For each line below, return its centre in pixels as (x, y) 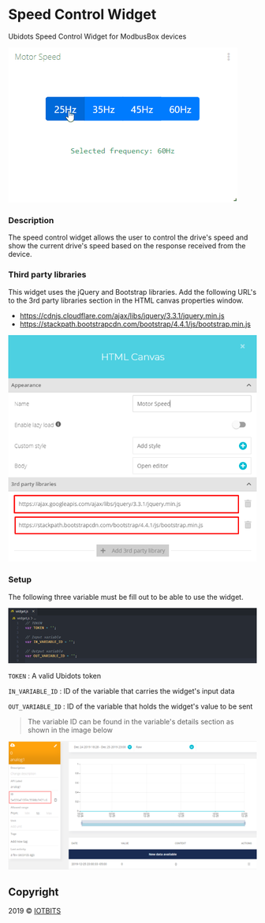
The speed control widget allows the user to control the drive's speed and (128, 237)
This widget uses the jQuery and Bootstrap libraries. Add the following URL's (132, 292)
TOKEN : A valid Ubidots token (55, 676)
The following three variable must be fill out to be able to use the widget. (126, 597)
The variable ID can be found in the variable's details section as (131, 722)
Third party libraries (47, 275)
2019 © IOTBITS (35, 911)
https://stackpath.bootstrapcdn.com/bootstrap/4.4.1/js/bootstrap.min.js (135, 324)
